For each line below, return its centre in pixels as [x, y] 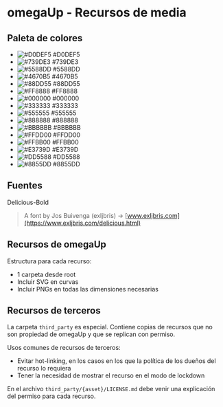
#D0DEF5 [66, 54]
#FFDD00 [67, 135]
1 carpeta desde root [46, 274]
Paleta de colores [45, 38]
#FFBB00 [66, 142]
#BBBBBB [67, 128]
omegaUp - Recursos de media [97, 13]
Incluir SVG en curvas [48, 282]
